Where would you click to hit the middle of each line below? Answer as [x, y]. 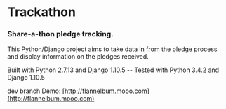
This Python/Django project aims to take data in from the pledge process [112, 49]
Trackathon [41, 12]
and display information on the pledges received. [78, 57]
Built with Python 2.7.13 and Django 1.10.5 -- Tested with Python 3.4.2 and [113, 70]
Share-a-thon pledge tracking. [60, 34]
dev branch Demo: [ [36, 91]
